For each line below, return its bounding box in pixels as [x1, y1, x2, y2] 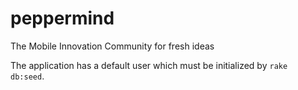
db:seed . [10, 70, 45, 82]
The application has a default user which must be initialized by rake [10, 59, 288, 71]
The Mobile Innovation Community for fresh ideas [10, 40, 215, 52]
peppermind [10, 7, 115, 30]
